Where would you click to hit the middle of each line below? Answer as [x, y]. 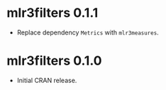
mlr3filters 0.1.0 [54, 61]
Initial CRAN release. [47, 80]
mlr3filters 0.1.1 [52, 13]
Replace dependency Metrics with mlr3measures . [88, 32]
